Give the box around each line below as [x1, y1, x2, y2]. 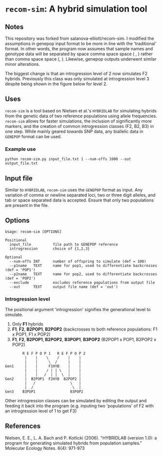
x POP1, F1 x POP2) [12, 331, 51, 337]
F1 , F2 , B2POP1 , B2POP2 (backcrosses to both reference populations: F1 [12, 326, 158, 332]
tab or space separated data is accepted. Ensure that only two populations [5, 197, 154, 203]
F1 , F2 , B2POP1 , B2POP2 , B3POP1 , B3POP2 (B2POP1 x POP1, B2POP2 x [12, 337, 157, 343]
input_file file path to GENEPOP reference [9, 242, 118, 247]
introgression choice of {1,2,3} [9, 246, 90, 251]
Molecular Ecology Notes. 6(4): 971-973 [5, 445, 85, 451]
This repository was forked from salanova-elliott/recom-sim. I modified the [5, 35, 154, 41]
